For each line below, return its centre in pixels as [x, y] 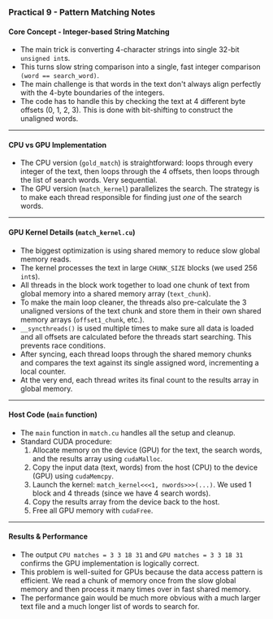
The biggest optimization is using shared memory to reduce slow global [140, 250]
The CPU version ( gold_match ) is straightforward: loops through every [136, 163]
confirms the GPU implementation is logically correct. [110, 563]
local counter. [43, 371]
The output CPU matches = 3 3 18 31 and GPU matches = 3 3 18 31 [132, 554]
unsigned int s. [45, 58]
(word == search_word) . [60, 76]
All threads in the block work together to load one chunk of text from [135, 285]
